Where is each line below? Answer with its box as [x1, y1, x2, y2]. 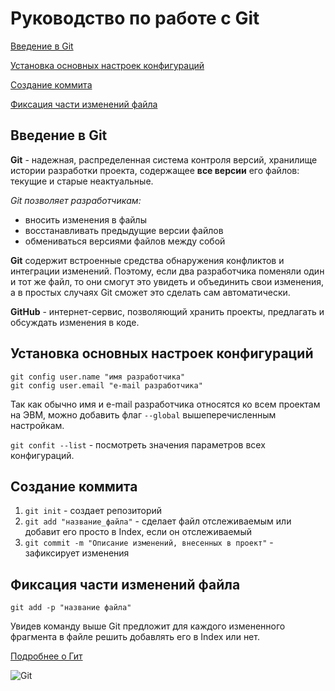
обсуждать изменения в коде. [10, 316, 140, 328]
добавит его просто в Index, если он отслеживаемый [24, 526, 252, 538]
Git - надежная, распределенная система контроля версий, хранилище [10, 153, 318, 166]
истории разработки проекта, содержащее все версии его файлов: [10, 164, 300, 176]
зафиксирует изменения [24, 547, 130, 559]
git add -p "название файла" [10, 603, 132, 613]
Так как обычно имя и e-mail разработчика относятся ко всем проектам [10, 398, 321, 410]
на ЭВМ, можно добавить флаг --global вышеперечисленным [10, 408, 277, 421]
